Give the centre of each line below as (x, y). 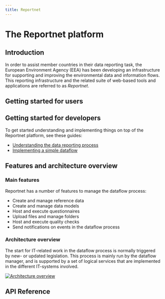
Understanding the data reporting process (55, 145)
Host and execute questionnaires (46, 211)
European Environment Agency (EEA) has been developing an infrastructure (82, 70)
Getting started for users (44, 102)
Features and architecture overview (61, 166)
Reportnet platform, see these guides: (44, 135)
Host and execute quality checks (46, 222)
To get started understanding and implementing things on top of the (74, 130)
